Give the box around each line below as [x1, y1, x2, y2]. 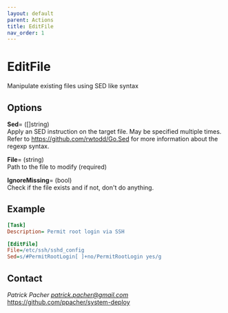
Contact [7, 272, 43, 284]
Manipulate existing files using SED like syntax [7, 82, 139, 90]
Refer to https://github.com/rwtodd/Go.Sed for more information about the [7, 135, 218, 143]
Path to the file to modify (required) [7, 163, 107, 171]
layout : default [7, 10, 54, 17]
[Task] [7, 221, 26, 228]
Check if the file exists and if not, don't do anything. [7, 183, 154, 192]
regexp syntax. [7, 142, 50, 150]
